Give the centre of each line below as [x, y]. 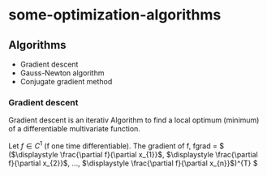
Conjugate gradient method [66, 82]
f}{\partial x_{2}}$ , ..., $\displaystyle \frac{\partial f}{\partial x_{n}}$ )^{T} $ [133, 163]
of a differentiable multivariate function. [74, 129]
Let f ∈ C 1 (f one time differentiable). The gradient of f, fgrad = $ [116, 145]
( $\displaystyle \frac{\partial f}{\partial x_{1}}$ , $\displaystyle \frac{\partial [133, 154]
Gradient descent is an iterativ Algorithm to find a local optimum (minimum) [134, 120]
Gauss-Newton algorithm [62, 73]
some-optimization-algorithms [115, 15]
